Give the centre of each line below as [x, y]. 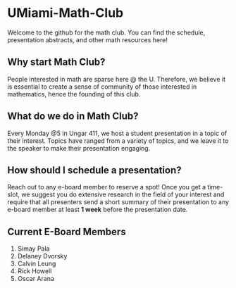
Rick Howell [35, 271]
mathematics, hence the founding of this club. [74, 94]
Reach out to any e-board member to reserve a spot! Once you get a [107, 187]
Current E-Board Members [67, 231]
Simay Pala [33, 249]
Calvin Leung [37, 264]
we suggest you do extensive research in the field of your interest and [123, 194]
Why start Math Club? [56, 62]
